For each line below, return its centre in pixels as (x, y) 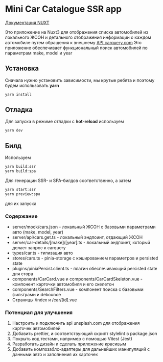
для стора (23, 274)
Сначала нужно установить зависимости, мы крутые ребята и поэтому (80, 80)
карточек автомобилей (36, 328)
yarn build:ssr (21, 167)
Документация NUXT (27, 23)
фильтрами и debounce (36, 294)
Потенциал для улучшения (39, 312)
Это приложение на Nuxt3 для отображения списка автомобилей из (77, 32)
